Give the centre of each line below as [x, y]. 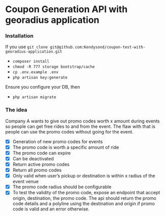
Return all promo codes [37, 170]
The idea [16, 110]
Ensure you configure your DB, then [43, 87]
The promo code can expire [42, 153]
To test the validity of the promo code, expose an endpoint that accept [86, 193]
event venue [26, 182]
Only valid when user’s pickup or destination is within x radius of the [84, 176]
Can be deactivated [33, 158]
